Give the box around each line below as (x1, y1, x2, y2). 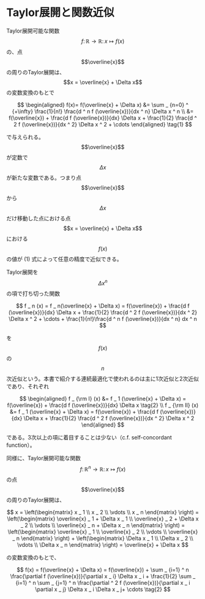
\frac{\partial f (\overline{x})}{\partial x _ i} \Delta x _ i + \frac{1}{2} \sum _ (10, 573, 196, 580)
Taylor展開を (6, 268, 39, 276)
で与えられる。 (6, 133, 44, 141)
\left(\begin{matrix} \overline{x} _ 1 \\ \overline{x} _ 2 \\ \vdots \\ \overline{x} (7, 528, 198, 536)
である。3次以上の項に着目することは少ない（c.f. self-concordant (6, 433, 173, 441)
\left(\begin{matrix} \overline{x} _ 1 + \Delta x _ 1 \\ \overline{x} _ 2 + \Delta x (7, 515, 199, 522)
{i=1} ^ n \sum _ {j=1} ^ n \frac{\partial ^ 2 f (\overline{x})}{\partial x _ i (15, 579, 191, 587)
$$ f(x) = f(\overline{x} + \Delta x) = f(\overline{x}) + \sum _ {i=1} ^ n (17, 566, 189, 574)
